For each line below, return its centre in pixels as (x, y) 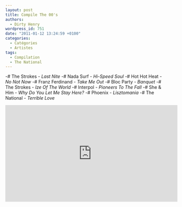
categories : (18, 39)
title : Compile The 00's (32, 15)
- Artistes (21, 48)
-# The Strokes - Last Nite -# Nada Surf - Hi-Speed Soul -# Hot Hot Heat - (84, 76)
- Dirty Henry (25, 24)
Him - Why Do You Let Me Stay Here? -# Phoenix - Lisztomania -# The (80, 93)
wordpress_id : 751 (25, 29)
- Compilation (25, 57)
